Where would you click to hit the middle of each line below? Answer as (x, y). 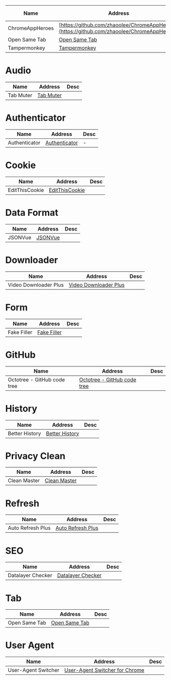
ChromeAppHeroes (31, 28)
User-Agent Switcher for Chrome (104, 670)
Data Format (32, 213)
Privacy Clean (35, 456)
